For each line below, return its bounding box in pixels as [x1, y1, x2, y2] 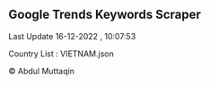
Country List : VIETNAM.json [8, 48, 114, 59]
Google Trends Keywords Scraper [8, 7, 201, 22]
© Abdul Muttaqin [8, 65, 75, 76]
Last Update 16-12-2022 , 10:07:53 [8, 30, 136, 41]
